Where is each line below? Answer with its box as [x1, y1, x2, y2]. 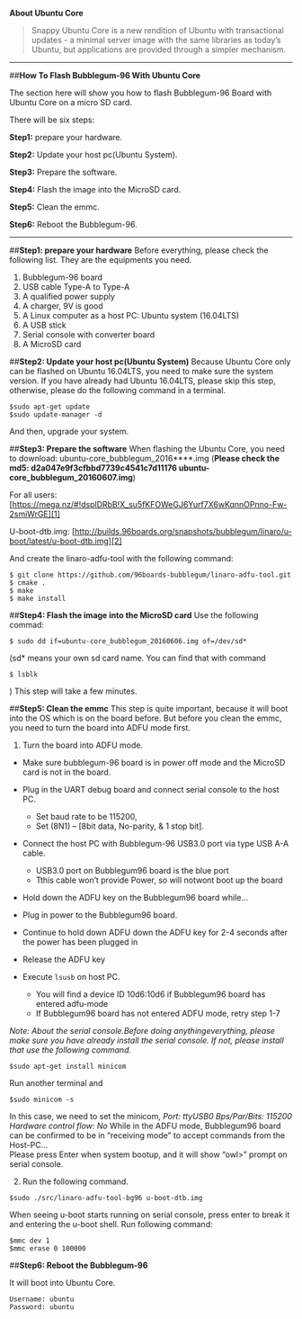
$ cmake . [9, 579, 47, 588]
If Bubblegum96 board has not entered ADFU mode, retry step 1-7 [35, 1008, 281, 1018]
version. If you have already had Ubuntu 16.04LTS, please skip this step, [9, 375, 276, 386]
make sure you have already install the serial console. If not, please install [9, 1035, 285, 1045]
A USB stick [22, 319, 67, 330]
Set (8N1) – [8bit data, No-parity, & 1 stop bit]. [35, 821, 205, 831]
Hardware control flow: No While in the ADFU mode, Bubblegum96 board [9, 1120, 281, 1131]
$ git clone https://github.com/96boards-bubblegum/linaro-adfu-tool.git [9, 570, 292, 579]
